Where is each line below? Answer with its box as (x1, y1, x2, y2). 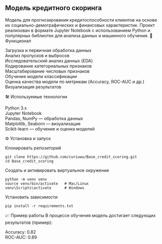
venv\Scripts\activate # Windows (5, 185, 84, 190)
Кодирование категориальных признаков (5, 63, 92, 69)
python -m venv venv (5, 177, 48, 182)
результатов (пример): (5, 219, 53, 225)
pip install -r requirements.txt (5, 203, 74, 208)
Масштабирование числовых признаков (5, 68, 90, 74)
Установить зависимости (5, 194, 58, 200)
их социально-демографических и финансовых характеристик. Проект (5, 22, 155, 28)
